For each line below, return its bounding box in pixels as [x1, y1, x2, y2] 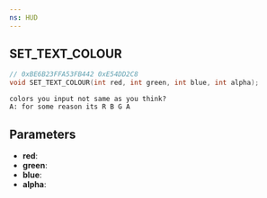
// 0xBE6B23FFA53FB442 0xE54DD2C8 [9, 70, 139, 79]
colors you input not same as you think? [9, 95, 167, 104]
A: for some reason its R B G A [9, 102, 130, 112]
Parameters [9, 126, 76, 142]
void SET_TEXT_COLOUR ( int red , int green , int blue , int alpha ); [9, 78, 259, 88]
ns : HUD [9, 13, 39, 22]
